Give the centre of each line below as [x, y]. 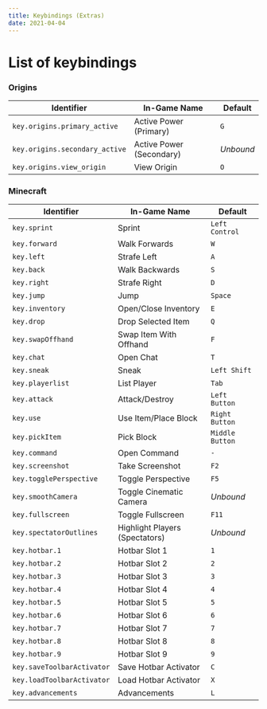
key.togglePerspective [55, 479]
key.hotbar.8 [37, 641]
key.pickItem [37, 437]
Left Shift [231, 370]
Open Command [149, 453]
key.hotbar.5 [37, 603]
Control [225, 232]
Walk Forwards [145, 244]
